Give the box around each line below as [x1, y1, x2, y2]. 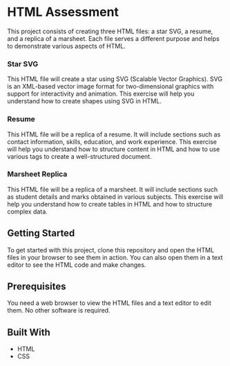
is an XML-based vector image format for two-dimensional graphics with [7, 82, 214, 91]
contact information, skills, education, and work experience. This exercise [7, 137, 218, 146]
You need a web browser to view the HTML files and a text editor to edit [7, 299, 212, 307]
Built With [7, 326, 50, 338]
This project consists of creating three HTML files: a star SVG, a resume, [7, 27, 213, 35]
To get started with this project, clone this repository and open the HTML [7, 245, 215, 254]
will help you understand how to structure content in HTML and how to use [7, 145, 220, 153]
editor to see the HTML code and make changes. [7, 261, 146, 269]
